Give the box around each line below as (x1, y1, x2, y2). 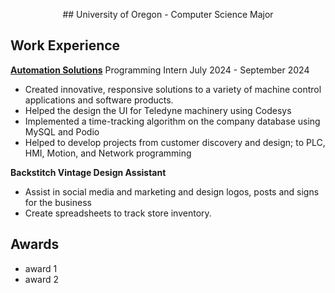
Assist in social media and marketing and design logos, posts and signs (24, 185, 320, 198)
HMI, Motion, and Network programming (24, 147, 192, 159)
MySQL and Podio (24, 125, 100, 138)
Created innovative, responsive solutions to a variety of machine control (24, 83, 322, 95)
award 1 (24, 262, 58, 274)
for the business (24, 196, 92, 208)
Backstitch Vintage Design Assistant (10, 166, 167, 178)
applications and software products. (24, 94, 174, 106)
